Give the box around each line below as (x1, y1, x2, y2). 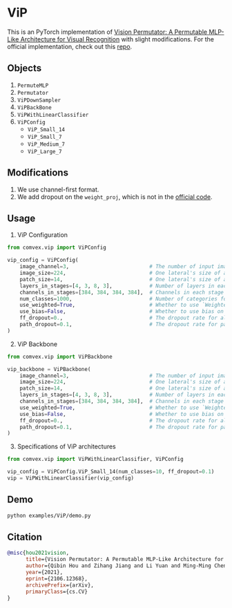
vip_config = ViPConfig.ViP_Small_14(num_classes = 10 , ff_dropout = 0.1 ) (7, 468, 215, 475)
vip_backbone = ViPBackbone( (7, 365, 91, 372)
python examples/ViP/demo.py (7, 512, 91, 519)
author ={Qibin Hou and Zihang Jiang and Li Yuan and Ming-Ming (25, 562, 212, 569)
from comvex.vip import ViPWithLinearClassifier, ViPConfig (7, 456, 184, 463)
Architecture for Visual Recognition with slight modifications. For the (20, 35, 214, 43)
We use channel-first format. (17, 185, 99, 193)
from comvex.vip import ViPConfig (7, 244, 107, 251)
